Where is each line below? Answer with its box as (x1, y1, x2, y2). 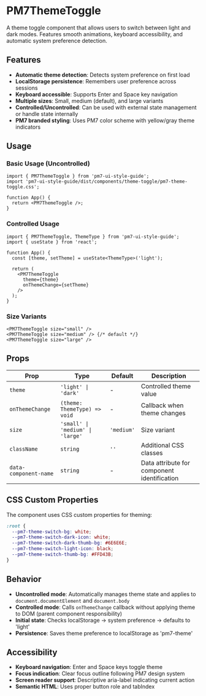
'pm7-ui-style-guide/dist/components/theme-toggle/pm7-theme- (25, 178, 188, 185)
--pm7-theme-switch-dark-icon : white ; (12, 534, 112, 540)
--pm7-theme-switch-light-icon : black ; (12, 546, 114, 552)
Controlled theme (140, 381, 191, 390)
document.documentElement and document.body (15, 597, 130, 604)
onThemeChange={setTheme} (22, 281, 89, 288)
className (9, 445, 38, 453)
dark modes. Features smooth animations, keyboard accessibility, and (6, 30, 183, 37)
